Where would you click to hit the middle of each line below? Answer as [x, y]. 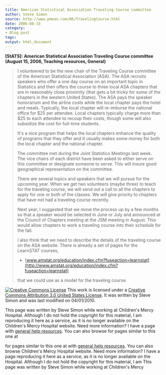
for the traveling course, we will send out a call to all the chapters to [86, 189]
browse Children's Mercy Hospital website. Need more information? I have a [83, 351]
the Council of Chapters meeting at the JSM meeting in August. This [87, 220]
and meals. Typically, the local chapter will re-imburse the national [84, 107]
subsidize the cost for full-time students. [59, 123]
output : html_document [28, 42]
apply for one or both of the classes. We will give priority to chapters [87, 194]
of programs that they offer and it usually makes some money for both [88, 138]
